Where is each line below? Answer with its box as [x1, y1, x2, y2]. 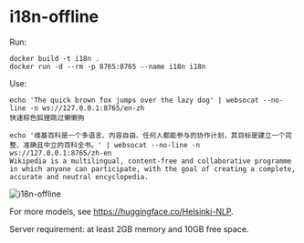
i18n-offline [9, 6, 99, 27]
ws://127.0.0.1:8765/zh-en [9, 148, 112, 157]
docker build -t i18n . [9, 54, 100, 63]
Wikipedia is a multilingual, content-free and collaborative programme [9, 157, 292, 166]
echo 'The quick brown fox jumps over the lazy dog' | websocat [9, 96, 259, 105]
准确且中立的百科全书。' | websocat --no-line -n [22, 140, 201, 149]
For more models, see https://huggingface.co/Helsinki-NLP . [9, 206, 235, 217]
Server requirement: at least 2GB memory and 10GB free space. [9, 223, 249, 234]
